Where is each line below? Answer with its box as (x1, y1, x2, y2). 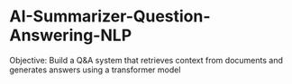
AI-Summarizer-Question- (9, 6, 211, 27)
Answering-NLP (9, 25, 132, 46)
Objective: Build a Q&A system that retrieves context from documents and (9, 55, 284, 65)
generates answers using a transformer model (9, 64, 181, 75)
